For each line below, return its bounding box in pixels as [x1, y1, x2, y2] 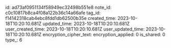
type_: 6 [5, 37, 22, 43]
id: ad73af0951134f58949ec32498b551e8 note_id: [5, 5, 112, 10]
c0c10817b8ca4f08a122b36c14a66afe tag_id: [5, 10, 101, 16]
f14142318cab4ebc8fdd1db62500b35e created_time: [5, 15, 116, 21]
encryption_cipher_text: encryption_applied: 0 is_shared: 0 [42, 32, 166, 37]
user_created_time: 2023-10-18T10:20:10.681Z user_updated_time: [5, 26, 145, 32]
